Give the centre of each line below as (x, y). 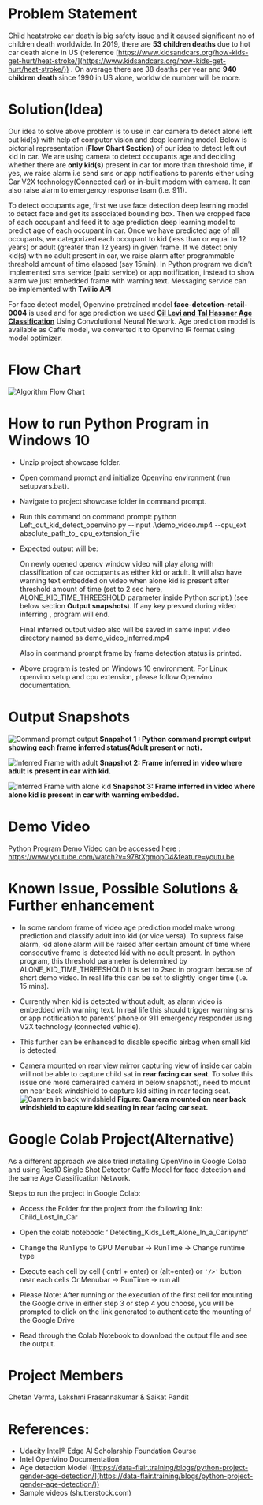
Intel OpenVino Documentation (69, 1459)
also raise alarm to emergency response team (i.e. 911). (98, 189)
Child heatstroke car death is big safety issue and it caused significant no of (131, 36)
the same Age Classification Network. (70, 1177)
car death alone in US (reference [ (63, 52)
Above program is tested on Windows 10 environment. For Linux (123, 668)
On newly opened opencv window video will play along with (117, 563)
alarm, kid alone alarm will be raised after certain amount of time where (135, 944)
